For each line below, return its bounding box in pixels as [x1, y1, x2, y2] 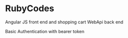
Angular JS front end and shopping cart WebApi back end [5, 19, 124, 25]
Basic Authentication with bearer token [5, 28, 84, 34]
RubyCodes [5, 3, 55, 14]
